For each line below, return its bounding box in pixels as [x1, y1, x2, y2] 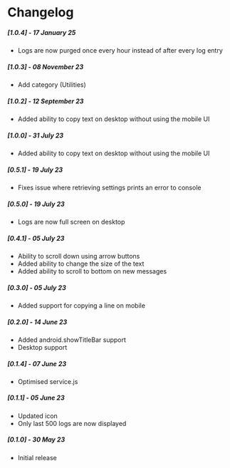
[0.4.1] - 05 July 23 [7, 234, 65, 242]
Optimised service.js [17, 377, 78, 385]
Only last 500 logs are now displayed [17, 419, 127, 427]
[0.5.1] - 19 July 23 [7, 165, 63, 174]
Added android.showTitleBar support [17, 336, 127, 344]
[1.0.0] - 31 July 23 [7, 131, 64, 140]
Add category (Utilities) [17, 80, 87, 89]
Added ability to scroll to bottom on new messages [17, 266, 167, 275]
